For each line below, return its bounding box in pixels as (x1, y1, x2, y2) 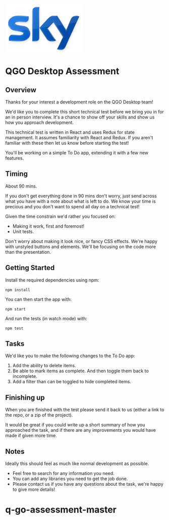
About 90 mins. (5, 183, 37, 189)
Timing (5, 169, 28, 178)
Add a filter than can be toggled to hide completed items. (12, 379, 131, 385)
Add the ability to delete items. (12, 363, 77, 369)
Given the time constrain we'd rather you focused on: (5, 213, 116, 219)
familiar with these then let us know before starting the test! (5, 140, 129, 146)
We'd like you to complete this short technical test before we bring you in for (5, 109, 164, 114)
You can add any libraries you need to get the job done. (12, 476, 128, 482)
